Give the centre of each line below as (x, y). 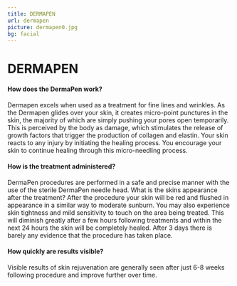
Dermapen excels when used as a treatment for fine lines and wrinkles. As (116, 105)
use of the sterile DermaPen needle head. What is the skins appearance (113, 190)
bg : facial (23, 34)
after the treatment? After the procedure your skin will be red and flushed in (118, 197)
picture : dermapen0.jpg (43, 27)
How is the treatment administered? (62, 166)
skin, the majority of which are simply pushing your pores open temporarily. (118, 120)
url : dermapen (28, 21)
